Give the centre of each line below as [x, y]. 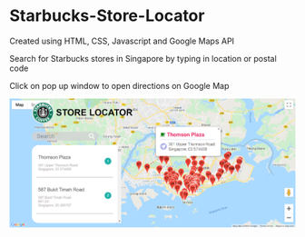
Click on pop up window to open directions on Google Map [119, 85]
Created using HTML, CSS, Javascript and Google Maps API [122, 41]
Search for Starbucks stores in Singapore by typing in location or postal [143, 58]
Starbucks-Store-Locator [107, 16]
